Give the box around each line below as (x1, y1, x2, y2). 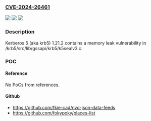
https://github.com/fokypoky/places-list (12, 110, 95, 116)
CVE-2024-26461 (5, 4, 50, 11)
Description (5, 28, 35, 35)
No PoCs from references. (5, 82, 60, 88)
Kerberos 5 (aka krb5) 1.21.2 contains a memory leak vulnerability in (5, 39, 146, 46)
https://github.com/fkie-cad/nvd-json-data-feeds (12, 104, 116, 110)
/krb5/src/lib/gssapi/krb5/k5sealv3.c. (5, 45, 83, 51)
